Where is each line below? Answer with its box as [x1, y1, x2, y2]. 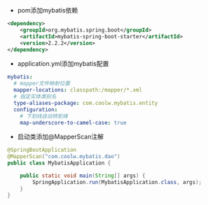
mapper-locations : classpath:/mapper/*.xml [13, 87, 142, 94]
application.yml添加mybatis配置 [17, 59, 109, 68]
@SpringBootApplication [7, 146, 77, 154]
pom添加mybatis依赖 [17, 6, 78, 14]
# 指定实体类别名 [13, 93, 57, 100]
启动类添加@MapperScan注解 [17, 132, 104, 141]
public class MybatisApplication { [7, 160, 111, 167]
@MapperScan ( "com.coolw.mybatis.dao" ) [7, 153, 120, 160]
